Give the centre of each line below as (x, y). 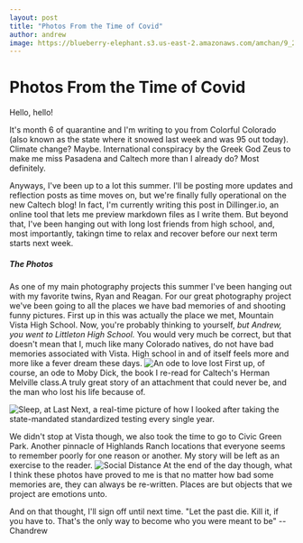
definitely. (28, 169)
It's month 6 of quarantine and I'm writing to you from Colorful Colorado (143, 130)
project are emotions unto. (59, 494)
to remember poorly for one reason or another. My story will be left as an (144, 456)
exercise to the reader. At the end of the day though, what (151, 465)
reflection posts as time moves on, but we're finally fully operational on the (148, 196)
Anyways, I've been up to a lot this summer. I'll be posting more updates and (151, 186)
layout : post (34, 18)
